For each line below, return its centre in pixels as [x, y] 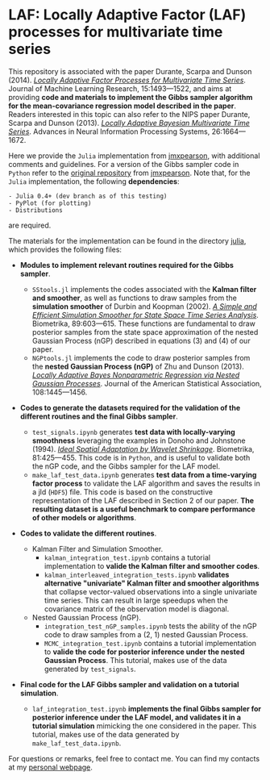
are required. [30, 225]
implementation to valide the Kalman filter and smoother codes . [152, 565]
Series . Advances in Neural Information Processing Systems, [109, 131]
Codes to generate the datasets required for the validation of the [130, 407]
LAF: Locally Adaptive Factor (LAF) [127, 15]
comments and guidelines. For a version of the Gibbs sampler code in [124, 164]
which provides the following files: [65, 249]
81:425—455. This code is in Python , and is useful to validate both [141, 457]
